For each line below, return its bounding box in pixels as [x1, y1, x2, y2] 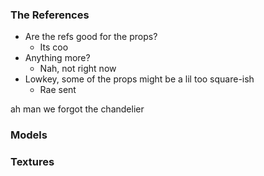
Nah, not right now [39, 63, 117, 75]
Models [10, 128, 48, 142]
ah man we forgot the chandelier [10, 103, 145, 115]
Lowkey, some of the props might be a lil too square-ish [24, 73, 255, 85]
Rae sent [39, 84, 77, 96]
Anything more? [24, 52, 91, 64]
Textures [10, 155, 55, 169]
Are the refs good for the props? [24, 31, 158, 43]
